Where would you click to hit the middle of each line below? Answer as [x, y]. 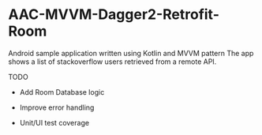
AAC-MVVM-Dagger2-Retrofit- [114, 15]
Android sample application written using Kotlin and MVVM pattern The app [131, 53]
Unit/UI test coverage [54, 122]
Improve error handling [57, 107]
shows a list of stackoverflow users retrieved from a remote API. [112, 62]
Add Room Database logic [62, 92]
